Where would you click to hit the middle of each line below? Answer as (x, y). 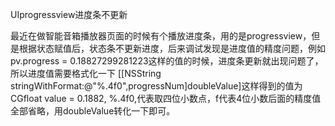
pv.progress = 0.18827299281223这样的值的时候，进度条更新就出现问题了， (167, 61)
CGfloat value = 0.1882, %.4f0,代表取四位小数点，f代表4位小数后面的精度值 (166, 98)
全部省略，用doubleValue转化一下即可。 (93, 111)
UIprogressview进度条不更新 (69, 14)
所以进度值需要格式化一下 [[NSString (86, 73)
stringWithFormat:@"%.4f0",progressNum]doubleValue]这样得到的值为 (156, 86)
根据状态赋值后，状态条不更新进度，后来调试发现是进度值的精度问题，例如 (172, 48)
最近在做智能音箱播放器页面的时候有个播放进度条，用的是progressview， (161, 36)
